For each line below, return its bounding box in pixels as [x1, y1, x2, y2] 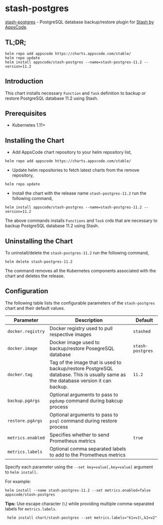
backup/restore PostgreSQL [49, 365, 113, 372]
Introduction [5, 77, 44, 86]
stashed [133, 328, 151, 334]
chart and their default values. [5, 305, 65, 311]
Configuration [5, 287, 49, 295]
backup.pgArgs [7, 398, 40, 403]
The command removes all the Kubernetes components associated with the [5, 268, 156, 273]
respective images [49, 331, 92, 338]
